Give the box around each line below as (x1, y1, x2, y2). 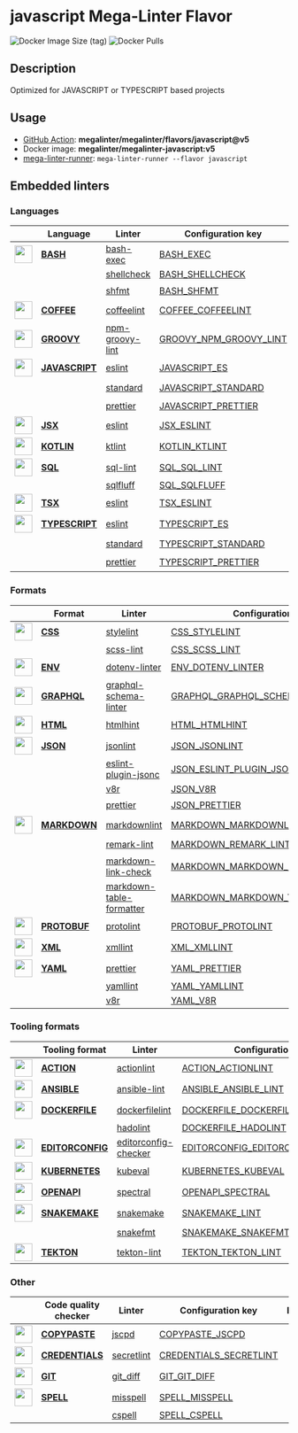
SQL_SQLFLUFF (158, 479, 226, 492)
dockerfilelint (117, 1104, 172, 1116)
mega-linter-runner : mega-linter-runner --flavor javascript (22, 152, 248, 163)
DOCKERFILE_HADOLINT (181, 1121, 287, 1134)
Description (10, 61, 76, 76)
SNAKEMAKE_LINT (181, 1206, 262, 1219)
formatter (105, 902, 145, 914)
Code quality (44, 1299, 100, 1312)
